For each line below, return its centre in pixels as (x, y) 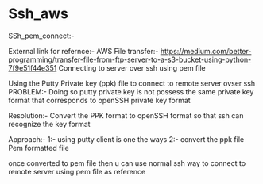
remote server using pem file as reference (77, 171)
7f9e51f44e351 (33, 67)
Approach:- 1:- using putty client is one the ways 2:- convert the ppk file (126, 139)
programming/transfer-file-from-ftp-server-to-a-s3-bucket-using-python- (130, 59)
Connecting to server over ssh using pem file (132, 67)
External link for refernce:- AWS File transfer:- (83, 51)
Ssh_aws (39, 14)
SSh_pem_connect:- (41, 36)
